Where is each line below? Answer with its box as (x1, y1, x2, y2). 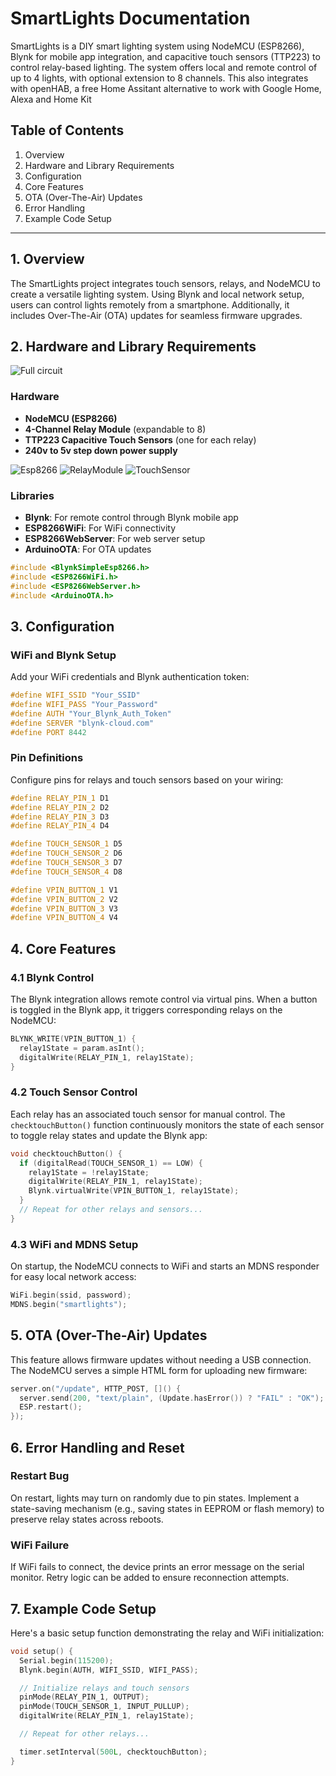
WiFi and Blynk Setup (10, 648, 117, 662)
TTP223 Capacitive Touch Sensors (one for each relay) (24, 433, 257, 446)
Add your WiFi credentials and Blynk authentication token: (10, 671, 250, 683)
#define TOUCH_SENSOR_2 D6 (10, 848, 123, 859)
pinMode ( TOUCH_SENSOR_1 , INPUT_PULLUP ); (19, 1702, 190, 1712)
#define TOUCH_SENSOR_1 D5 (10, 839, 123, 849)
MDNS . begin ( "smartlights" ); (10, 1299, 128, 1309)
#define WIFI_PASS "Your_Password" (10, 700, 159, 710)
